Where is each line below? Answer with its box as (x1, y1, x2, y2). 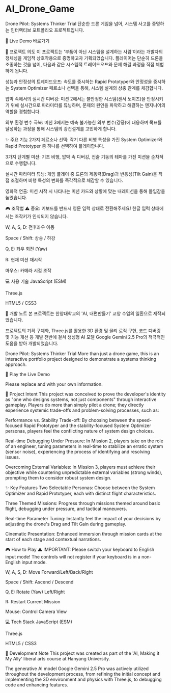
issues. (5, 454, 20, 460)
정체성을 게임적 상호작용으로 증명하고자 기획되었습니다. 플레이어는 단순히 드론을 (5, 55, 163, 61)
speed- (136, 417, 152, 423)
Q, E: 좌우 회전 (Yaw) (5, 246, 47, 252)
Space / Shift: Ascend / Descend (5, 579, 74, 585)
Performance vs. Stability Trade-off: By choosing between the (5, 417, 136, 423)
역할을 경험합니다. (5, 108, 41, 115)
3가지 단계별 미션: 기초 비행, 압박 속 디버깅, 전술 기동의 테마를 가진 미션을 (5, 153, 150, 159)
